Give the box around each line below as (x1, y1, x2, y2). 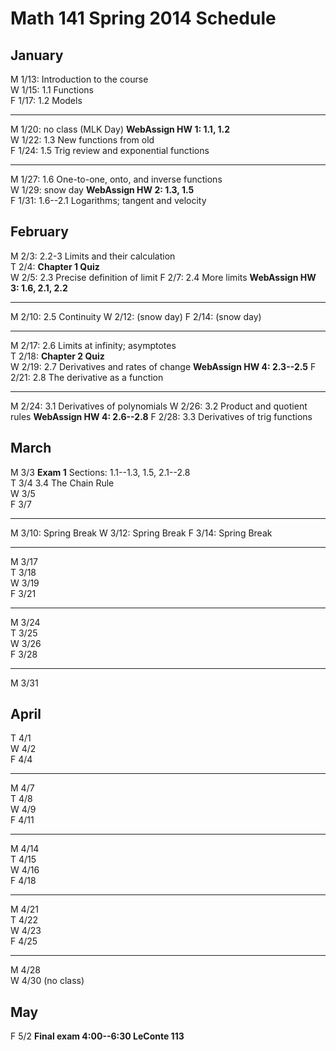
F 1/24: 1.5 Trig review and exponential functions (10, 145, 210, 156)
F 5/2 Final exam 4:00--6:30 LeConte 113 (10, 1030, 185, 1042)
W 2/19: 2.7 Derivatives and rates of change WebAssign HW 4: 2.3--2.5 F (10, 360, 317, 372)
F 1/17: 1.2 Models (10, 95, 83, 106)
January (10, 47, 64, 64)
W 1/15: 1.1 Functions (10, 84, 94, 96)
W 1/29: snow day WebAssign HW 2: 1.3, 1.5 (10, 184, 195, 196)
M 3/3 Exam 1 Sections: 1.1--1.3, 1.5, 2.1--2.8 (10, 466, 191, 478)
